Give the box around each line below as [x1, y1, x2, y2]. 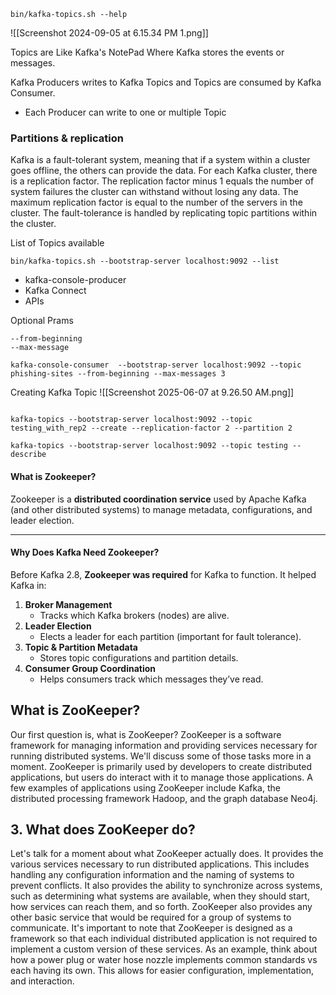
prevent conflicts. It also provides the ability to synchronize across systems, [10, 880, 323, 892]
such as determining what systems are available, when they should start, [10, 890, 310, 902]
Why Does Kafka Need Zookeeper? [10, 546, 160, 559]
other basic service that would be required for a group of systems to [10, 911, 292, 924]
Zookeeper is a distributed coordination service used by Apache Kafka [10, 493, 307, 505]
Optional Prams [10, 315, 74, 327]
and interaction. [10, 975, 75, 987]
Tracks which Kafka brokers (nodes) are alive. [39, 609, 230, 621]
